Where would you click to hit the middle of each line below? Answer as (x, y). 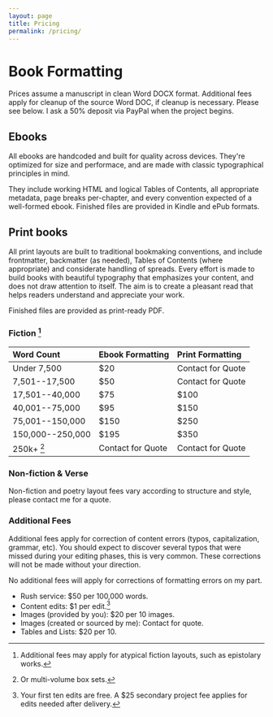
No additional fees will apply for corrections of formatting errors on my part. (135, 580)
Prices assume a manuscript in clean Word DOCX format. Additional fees (130, 93)
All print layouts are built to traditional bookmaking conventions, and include (135, 251)
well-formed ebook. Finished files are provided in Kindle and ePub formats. (134, 206)
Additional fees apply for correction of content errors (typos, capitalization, (134, 538)
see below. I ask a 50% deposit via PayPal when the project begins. (121, 111)
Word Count (37, 354)
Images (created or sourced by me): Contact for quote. (112, 624)
